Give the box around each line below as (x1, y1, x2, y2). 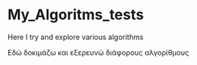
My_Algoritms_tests (7, 6, 145, 24)
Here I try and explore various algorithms (7, 32, 144, 42)
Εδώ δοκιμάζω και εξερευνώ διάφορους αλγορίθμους (7, 47, 190, 57)
